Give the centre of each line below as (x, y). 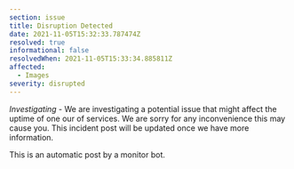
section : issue (37, 17)
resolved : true (37, 42)
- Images (33, 76)
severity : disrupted (48, 84)
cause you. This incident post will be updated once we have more (129, 128)
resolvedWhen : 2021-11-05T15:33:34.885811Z (91, 59)
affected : (28, 68)
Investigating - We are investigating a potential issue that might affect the (143, 109)
